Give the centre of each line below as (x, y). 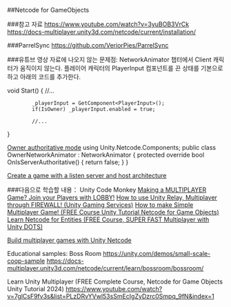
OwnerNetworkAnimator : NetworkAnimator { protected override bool (106, 155)
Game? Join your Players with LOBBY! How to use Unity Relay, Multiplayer (112, 197)
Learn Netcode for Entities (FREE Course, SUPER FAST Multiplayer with (108, 219)
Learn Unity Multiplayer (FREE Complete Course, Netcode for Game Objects (115, 281)
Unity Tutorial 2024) (36, 289)
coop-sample (26, 261)
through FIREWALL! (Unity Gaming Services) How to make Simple (100, 205)
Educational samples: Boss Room (54, 254)
